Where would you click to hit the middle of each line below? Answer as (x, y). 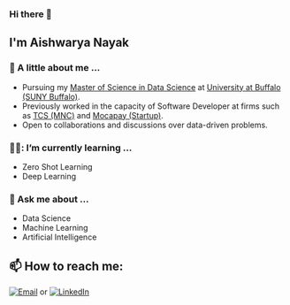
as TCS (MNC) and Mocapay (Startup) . (92, 115)
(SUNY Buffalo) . (51, 96)
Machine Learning (55, 228)
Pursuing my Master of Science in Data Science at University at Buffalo (151, 87)
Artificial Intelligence (59, 237)
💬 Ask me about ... (50, 199)
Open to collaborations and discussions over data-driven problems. (145, 125)
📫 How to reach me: (66, 266)
